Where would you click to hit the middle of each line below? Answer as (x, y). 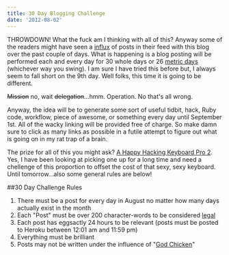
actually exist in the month (54, 208)
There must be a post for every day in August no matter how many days (118, 200)
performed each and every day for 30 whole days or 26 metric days (103, 61)
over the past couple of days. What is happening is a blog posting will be (109, 54)
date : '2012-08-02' (35, 20)
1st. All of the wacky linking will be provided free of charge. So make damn (112, 124)
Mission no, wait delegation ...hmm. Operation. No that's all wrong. (100, 96)
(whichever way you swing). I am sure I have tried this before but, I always (111, 69)
